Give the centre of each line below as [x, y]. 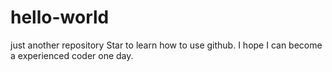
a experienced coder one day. [72, 55]
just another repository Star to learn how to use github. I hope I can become [166, 45]
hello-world [60, 17]
